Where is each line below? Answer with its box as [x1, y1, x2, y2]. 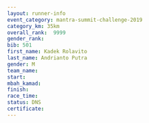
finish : [7, 86, 30, 93]
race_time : [7, 93, 38, 100]
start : [7, 73, 26, 81]
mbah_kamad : [7, 80, 41, 87]
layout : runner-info [7, 10, 67, 17]
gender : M [7, 61, 36, 68]
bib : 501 [7, 42, 32, 49]
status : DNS [7, 99, 41, 106]
